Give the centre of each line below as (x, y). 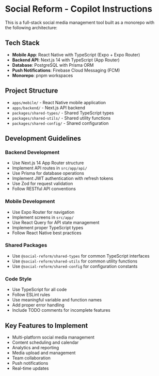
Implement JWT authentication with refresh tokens (63, 178)
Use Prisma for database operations (48, 173)
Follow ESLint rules (31, 295)
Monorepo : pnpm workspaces (42, 75)
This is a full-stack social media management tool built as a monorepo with (80, 22)
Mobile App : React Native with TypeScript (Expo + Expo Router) (76, 55)
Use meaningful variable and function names (57, 300)
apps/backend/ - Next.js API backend (49, 108)
